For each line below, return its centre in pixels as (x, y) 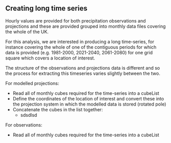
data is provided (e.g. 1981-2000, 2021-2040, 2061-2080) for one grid (79, 52)
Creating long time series (46, 8)
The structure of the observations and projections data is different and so (83, 68)
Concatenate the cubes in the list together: (58, 109)
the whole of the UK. (27, 32)
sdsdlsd (29, 115)
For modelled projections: (32, 83)
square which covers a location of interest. (50, 58)
